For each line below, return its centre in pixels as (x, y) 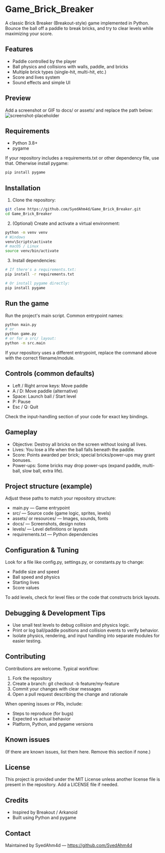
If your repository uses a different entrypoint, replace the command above (81, 352)
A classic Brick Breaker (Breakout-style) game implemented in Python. (77, 23)
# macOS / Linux (22, 246)
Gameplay (21, 432)
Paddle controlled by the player (44, 61)
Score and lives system (36, 77)
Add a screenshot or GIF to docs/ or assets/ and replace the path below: (79, 110)
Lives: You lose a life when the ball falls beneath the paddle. (74, 449)
